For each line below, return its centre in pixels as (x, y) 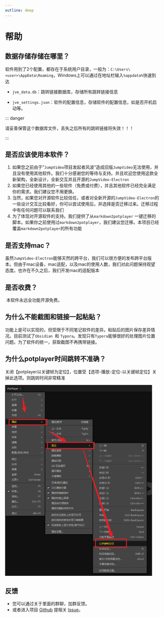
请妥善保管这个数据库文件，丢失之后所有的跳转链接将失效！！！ (69, 128)
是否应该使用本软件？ (37, 155)
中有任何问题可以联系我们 (38, 210)
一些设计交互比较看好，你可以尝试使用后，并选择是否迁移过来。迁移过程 (85, 204)
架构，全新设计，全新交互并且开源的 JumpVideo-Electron (73, 179)
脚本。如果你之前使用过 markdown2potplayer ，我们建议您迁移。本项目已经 (85, 222)
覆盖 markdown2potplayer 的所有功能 (47, 228)
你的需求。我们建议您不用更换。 (44, 192)
